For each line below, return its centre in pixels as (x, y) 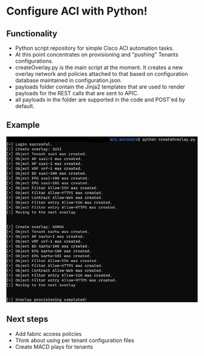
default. (25, 106)
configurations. (34, 61)
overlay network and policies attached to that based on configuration (101, 74)
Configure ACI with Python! (77, 11)
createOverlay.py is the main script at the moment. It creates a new (99, 67)
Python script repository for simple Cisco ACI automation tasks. (94, 48)
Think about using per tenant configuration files (75, 340)
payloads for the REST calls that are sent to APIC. (77, 93)
